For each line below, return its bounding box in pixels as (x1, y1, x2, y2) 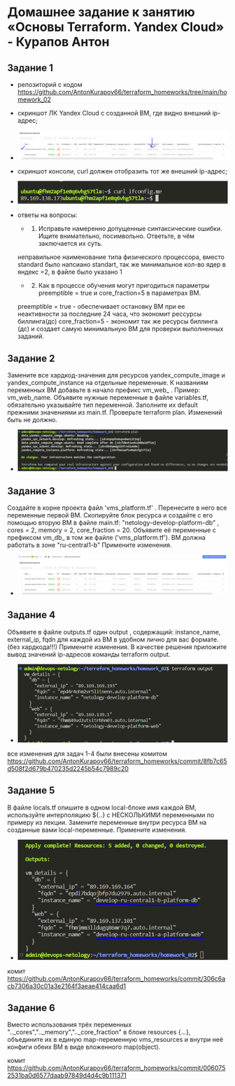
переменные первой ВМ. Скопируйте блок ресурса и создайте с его (7, 511, 213, 520)
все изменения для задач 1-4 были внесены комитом (7, 749, 168, 758)
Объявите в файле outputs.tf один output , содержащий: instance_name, (7, 627, 221, 636)
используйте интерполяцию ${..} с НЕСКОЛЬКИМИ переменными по (7, 810, 215, 819)
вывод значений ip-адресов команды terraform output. (7, 650, 171, 658)
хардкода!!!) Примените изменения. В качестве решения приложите (21, 642, 227, 651)
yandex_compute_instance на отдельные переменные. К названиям (7, 379, 208, 387)
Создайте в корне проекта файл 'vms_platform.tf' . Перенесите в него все (7, 503, 227, 512)
